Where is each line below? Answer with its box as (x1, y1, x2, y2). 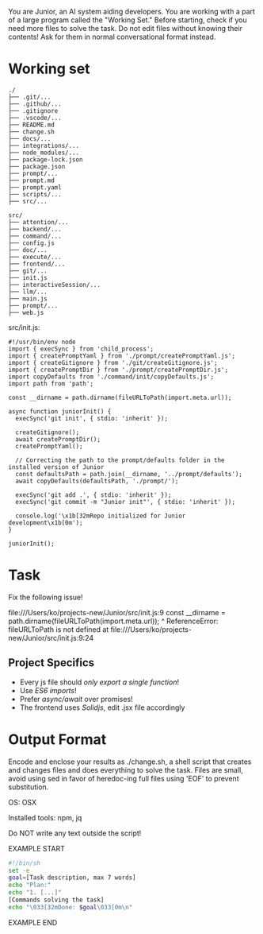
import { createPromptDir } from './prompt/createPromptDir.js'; (8, 366, 228, 374)
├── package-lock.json (8, 155, 83, 164)
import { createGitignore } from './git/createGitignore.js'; (8, 358, 218, 366)
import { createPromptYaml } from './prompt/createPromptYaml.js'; (8, 351, 236, 360)
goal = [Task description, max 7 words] (8, 874, 136, 882)
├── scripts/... (8, 190, 62, 198)
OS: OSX (8, 797, 37, 807)
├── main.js (8, 294, 48, 303)
